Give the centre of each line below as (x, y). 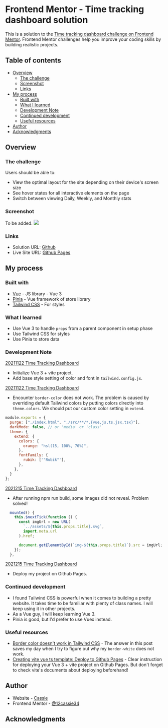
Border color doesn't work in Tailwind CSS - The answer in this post (82, 643)
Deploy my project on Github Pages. (50, 574)
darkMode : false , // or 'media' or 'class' (56, 427)
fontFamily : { (33, 455)
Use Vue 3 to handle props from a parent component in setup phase (82, 328)
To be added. (19, 223)
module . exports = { (26, 418)
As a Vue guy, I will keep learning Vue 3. (54, 614)
